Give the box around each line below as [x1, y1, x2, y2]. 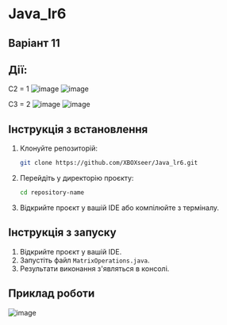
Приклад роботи [8, 287, 95, 300]
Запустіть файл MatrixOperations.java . [19, 255, 150, 265]
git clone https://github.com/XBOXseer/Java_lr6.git [19, 159, 198, 167]
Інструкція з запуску [8, 226, 117, 239]
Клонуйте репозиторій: [19, 143, 98, 153]
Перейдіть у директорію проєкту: [19, 174, 134, 183]
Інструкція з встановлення [8, 122, 148, 136]
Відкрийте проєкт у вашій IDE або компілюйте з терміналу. [19, 203, 220, 212]
